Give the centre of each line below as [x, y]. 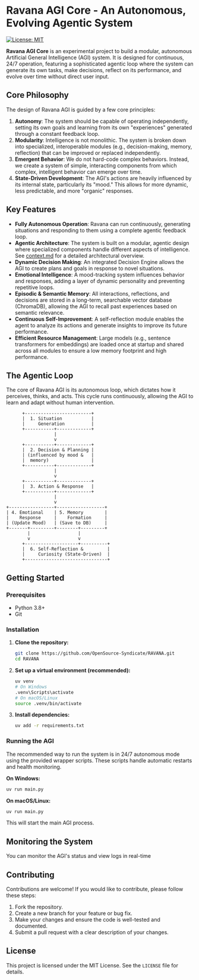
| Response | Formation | [57, 518]
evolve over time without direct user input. [58, 76]
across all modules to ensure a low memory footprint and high [91, 351]
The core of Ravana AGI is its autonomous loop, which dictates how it [91, 390]
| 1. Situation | [58, 419]
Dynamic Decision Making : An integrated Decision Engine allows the [99, 262]
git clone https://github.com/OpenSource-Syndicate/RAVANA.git [95, 653]
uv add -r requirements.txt [49, 726]
